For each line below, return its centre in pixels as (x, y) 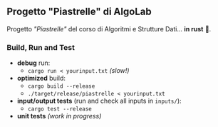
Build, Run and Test (41, 47)
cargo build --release (61, 86)
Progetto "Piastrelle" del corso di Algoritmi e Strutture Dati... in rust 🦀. (109, 29)
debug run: (33, 63)
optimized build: (41, 78)
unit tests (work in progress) (59, 116)
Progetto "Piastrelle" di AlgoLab (79, 12)
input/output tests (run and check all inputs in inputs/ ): (99, 101)
